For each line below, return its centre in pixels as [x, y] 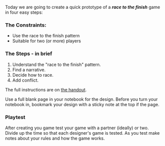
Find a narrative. [29, 70]
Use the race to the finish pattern [46, 36]
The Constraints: [26, 25]
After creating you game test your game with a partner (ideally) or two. [77, 128]
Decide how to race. [33, 75]
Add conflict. [25, 80]
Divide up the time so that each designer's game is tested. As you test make [82, 133]
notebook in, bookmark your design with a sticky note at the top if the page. [82, 104]
